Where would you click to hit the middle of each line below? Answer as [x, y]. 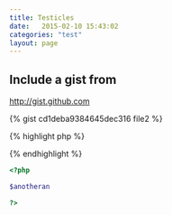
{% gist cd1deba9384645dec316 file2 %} [86, 119]
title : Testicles [42, 18]
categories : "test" [46, 34]
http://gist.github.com [50, 101]
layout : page [34, 43]
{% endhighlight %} [46, 154]
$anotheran [30, 186]
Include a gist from [63, 79]
